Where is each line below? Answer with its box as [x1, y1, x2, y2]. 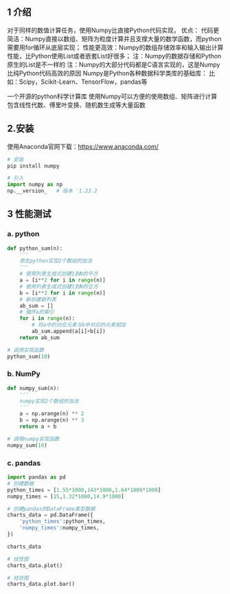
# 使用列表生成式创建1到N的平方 [19, 271, 98, 277]
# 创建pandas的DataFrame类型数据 [7, 505, 95, 512]
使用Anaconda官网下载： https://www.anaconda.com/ [7, 142, 159, 150]
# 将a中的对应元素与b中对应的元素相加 [32, 321, 126, 328]
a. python [7, 229, 40, 239]
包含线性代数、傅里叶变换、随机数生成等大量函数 [7, 100, 146, 108]
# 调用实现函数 [7, 346, 45, 354]
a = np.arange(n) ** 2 [19, 411, 84, 418]
